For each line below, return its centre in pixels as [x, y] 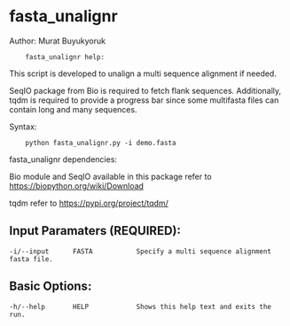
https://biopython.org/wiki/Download [77, 186]
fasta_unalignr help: [65, 57]
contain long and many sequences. [73, 109]
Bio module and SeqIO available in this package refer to [110, 176]
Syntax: [23, 127]
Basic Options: [51, 287]
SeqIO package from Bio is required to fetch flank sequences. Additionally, [145, 90]
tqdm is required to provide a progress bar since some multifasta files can [144, 100]
